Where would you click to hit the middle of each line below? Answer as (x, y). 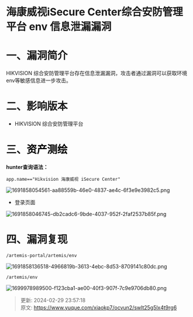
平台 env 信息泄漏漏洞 (59, 27)
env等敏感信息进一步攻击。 (39, 80)
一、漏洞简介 (37, 56)
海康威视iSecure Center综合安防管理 (94, 12)
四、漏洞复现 (37, 240)
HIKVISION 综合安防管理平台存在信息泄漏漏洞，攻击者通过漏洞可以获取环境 (96, 73)
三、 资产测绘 (37, 150)
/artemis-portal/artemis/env (42, 255)
